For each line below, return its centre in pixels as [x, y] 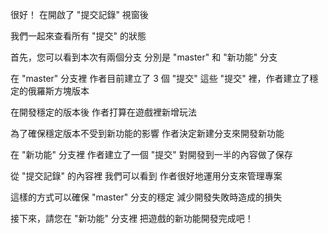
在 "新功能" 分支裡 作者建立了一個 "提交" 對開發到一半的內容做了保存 [151, 154]
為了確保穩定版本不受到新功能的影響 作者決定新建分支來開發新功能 [147, 133]
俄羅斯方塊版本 [58, 91]
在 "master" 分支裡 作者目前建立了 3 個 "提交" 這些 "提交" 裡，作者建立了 [160, 78]
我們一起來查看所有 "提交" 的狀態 [78, 36]
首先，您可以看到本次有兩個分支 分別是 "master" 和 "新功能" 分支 [144, 57]
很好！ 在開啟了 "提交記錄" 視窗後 [79, 14]
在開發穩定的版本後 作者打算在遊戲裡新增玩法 [103, 112]
